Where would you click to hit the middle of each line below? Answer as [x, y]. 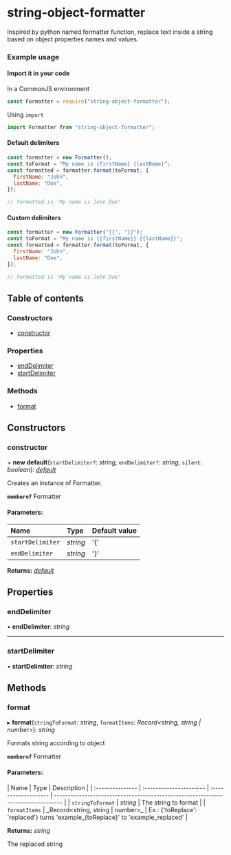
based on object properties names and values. [73, 39]
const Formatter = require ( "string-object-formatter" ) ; [89, 101]
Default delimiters [33, 143]
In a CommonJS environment [48, 89]
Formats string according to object [56, 743]
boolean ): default [32, 470]
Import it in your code [38, 73]
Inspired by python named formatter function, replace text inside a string [110, 32]
